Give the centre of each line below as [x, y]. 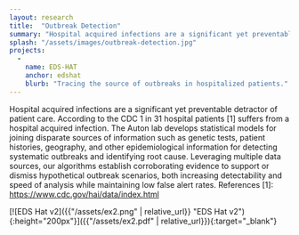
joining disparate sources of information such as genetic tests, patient [137, 137]
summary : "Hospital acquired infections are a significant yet [129, 34]
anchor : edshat [53, 76]
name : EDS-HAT [51, 68]
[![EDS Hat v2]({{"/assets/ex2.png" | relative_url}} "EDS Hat [118, 211]
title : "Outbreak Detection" [65, 26]
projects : [28, 51]
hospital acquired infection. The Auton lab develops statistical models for [143, 128]
